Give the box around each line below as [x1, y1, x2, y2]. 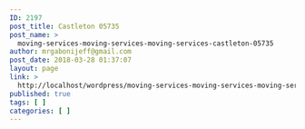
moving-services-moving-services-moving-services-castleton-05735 [17, 38, 274, 48]
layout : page [9, 64, 59, 74]
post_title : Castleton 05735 [9, 22, 120, 31]
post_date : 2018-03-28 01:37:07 [9, 55, 132, 64]
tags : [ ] [9, 97, 47, 107]
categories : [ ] [9, 106, 71, 115]
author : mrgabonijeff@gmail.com [9, 47, 132, 56]
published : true [9, 89, 71, 98]
